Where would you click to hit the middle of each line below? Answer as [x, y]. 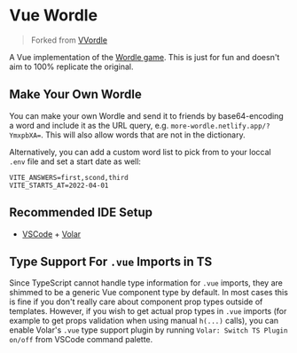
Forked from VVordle [69, 40]
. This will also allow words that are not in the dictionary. [143, 135]
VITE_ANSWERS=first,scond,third [69, 177]
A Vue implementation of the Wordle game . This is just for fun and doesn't [145, 57]
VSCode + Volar [51, 234]
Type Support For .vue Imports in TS [111, 261]
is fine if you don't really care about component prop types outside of [136, 302]
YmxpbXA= [25, 135]
